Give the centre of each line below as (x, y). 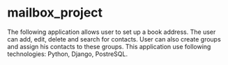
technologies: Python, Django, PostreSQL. (67, 54)
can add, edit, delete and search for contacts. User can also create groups (114, 39)
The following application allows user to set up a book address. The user (112, 32)
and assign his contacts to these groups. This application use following (109, 46)
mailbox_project (55, 13)
